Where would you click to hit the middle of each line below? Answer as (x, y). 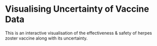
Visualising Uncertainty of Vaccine (77, 9)
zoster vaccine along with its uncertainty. (46, 38)
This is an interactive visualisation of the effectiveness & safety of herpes (78, 33)
